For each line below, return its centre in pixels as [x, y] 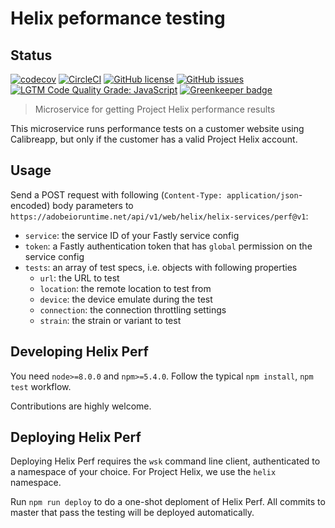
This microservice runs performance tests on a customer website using [157, 128]
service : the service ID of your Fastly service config [132, 235]
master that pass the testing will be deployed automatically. [132, 513]
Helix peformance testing [118, 18]
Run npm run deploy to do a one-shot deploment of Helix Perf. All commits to [168, 502]
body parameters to [93, 205]
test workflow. [41, 386]
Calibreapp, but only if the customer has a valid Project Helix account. [154, 139]
